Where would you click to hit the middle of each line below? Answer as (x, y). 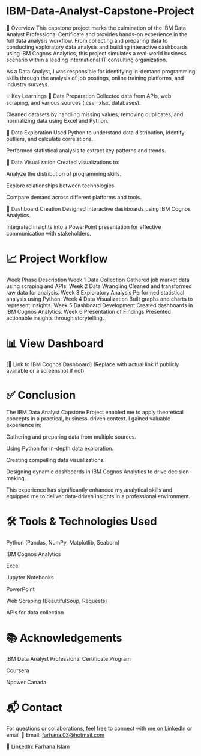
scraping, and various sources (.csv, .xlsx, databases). (73, 102)
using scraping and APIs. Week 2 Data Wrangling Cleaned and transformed (99, 286)
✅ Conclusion (41, 395)
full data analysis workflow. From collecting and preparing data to (87, 40)
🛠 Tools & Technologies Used (82, 521)
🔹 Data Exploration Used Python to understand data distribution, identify (95, 132)
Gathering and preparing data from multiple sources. (71, 436)
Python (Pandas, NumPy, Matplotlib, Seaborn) (63, 542)
